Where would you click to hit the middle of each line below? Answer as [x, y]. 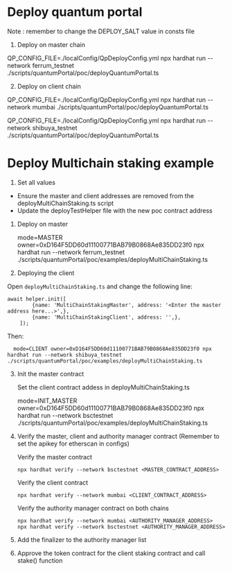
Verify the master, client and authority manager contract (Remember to [118, 436]
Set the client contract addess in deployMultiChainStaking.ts [104, 387]
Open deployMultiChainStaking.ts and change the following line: [100, 286]
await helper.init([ [37, 299]
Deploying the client [46, 273]
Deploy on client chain [49, 86]
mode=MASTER [40, 237]
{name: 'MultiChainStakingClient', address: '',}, [107, 317]
